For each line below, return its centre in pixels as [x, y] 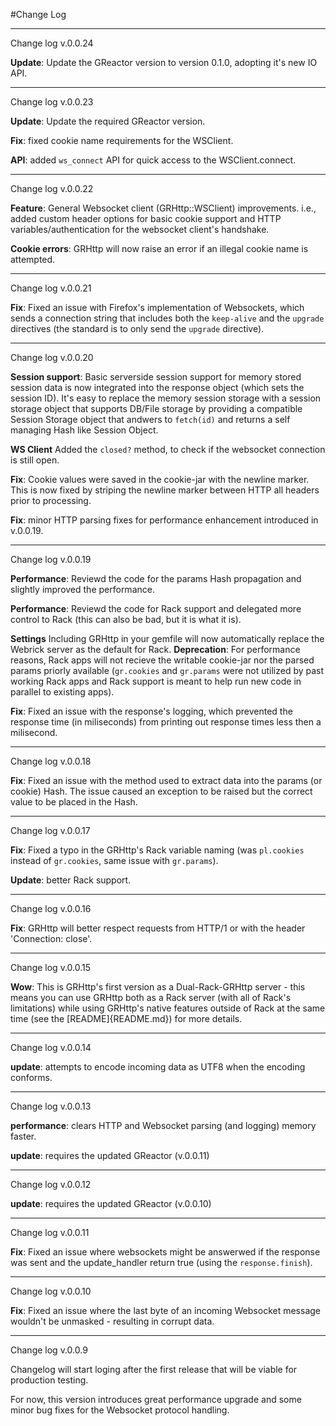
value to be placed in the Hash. [74, 802]
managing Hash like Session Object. [84, 430]
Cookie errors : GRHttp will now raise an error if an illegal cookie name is [159, 248]
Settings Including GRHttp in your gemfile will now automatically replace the [167, 638]
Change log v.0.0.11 [50, 1232]
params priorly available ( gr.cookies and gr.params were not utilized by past [167, 670]
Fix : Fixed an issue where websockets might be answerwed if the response [165, 1252]
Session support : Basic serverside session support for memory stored [156, 377]
